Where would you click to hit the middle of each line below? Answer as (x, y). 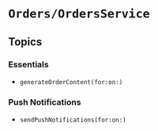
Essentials (28, 64)
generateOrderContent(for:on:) (71, 82)
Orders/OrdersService (79, 14)
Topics (25, 42)
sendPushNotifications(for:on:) (73, 120)
